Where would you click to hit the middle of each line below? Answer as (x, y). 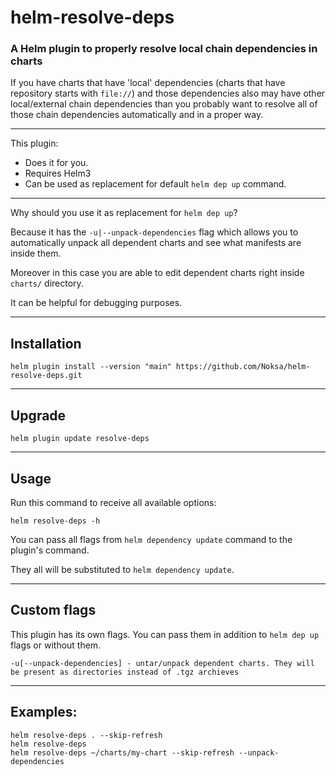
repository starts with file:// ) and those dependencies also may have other (168, 93)
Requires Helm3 (58, 173)
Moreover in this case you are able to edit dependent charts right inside (157, 273)
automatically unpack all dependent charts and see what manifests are (156, 243)
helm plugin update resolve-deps (80, 439)
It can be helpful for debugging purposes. (96, 303)
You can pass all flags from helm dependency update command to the (151, 539)
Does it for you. (56, 163)
